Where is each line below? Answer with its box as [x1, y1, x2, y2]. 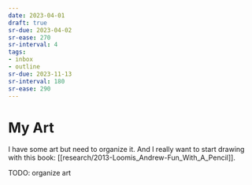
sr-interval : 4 [8, 41, 58, 49]
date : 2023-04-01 [8, 11, 65, 20]
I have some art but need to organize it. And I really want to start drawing [8, 145, 245, 154]
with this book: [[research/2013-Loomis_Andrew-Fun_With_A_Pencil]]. [8, 153, 236, 162]
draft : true [8, 19, 47, 27]
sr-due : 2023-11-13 [8, 70, 72, 78]
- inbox [8, 56, 34, 64]
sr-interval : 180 [8, 77, 65, 85]
